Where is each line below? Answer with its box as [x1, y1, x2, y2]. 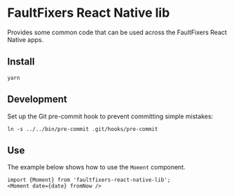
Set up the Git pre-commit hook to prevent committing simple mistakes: [7, 112, 214, 120]
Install [7, 56, 35, 68]
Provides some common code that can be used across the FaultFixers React [7, 28, 228, 36]
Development [7, 93, 68, 106]
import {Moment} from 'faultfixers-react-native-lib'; [7, 176, 171, 183]
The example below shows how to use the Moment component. [7, 163, 186, 171]
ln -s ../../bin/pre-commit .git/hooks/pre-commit [7, 125, 158, 132]
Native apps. [7, 35, 44, 43]
